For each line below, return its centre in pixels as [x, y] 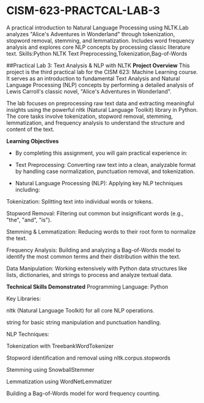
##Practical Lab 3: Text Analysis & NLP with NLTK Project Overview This [98, 65]
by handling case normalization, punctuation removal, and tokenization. [105, 171]
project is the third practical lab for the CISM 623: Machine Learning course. [102, 72]
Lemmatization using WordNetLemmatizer [59, 381]
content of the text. [31, 129]
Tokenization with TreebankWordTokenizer [60, 346]
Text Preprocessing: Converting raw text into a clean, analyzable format [105, 165]
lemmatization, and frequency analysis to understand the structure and [96, 122]
